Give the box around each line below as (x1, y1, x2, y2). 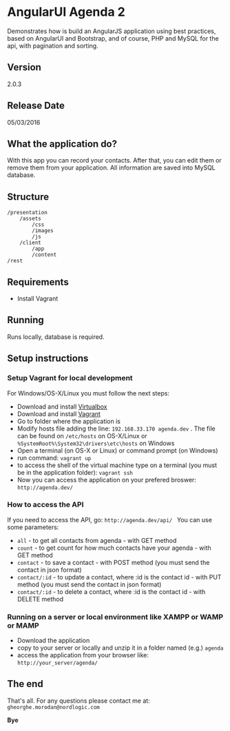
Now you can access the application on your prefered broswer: (17, 475, 196, 484)
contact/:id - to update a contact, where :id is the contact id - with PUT (17, 573, 222, 581)
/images (32, 227, 54, 234)
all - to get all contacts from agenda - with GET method (17, 536, 177, 544)
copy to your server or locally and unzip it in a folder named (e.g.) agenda (17, 644, 224, 652)
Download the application (17, 637, 90, 645)
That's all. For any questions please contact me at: (7, 697, 150, 705)
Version (7, 61, 41, 73)
